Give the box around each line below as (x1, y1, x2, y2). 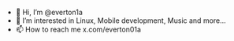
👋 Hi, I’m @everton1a (15, 8, 83, 17)
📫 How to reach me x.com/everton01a (15, 24, 142, 34)
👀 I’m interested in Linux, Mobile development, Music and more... (15, 16, 226, 25)
